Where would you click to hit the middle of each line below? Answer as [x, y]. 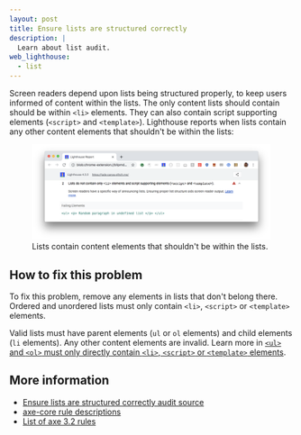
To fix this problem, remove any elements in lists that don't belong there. [143, 296]
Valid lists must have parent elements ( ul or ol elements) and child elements [151, 332]
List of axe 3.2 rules [59, 421]
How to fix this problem [76, 275]
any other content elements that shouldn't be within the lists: [122, 131]
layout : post [34, 19]
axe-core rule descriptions [72, 412]
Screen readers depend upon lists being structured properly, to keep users [148, 93]
